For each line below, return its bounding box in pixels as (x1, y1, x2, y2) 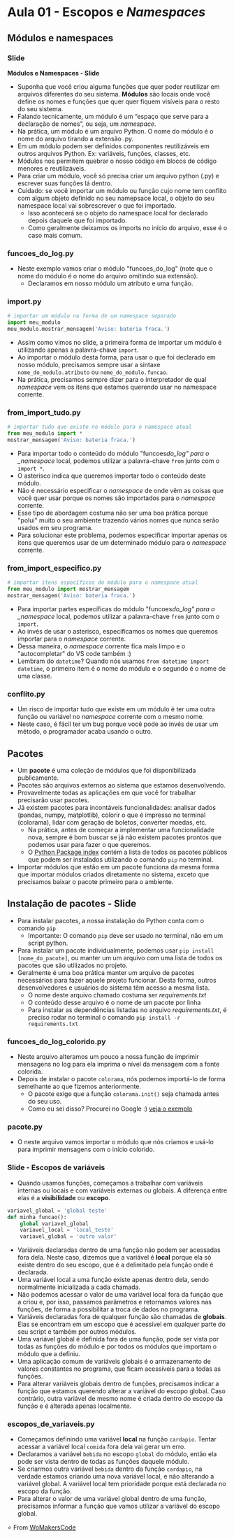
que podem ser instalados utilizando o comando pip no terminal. (27, 855, 214, 864)
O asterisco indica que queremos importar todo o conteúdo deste (17, 471, 206, 480)
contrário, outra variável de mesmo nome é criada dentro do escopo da (17, 1395, 224, 1403)
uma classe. (17, 671, 52, 680)
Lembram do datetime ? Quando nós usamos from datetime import (17, 657, 210, 665)
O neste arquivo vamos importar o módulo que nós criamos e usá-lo (17, 1138, 214, 1146)
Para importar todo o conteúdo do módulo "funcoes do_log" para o (17, 449, 210, 458)
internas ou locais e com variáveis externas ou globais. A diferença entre (17, 1186, 228, 1195)
